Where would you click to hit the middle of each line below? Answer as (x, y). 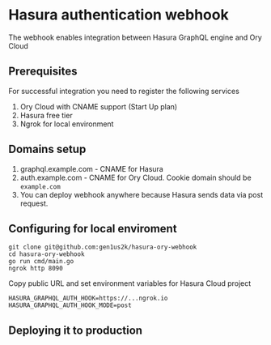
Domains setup (47, 149)
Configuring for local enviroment (93, 228)
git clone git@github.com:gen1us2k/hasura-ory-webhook (103, 247)
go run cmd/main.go (41, 262)
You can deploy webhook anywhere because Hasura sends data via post (142, 194)
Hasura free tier (46, 115)
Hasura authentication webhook (119, 15)
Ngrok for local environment (67, 124)
